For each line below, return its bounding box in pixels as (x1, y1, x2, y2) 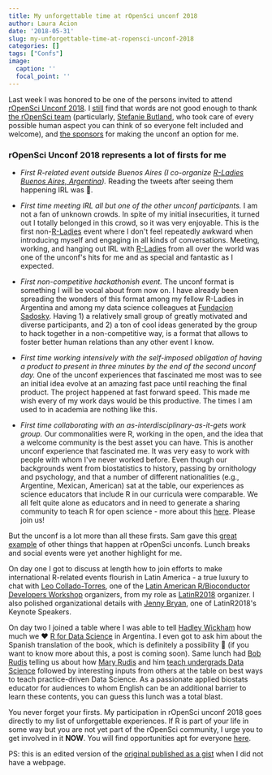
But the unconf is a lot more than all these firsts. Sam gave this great (8, 531, 237, 540)
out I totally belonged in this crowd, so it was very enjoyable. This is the (19, 217, 260, 227)
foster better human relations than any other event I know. (19, 337, 214, 347)
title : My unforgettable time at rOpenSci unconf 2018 (8, 11, 198, 20)
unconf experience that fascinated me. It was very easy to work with (19, 446, 250, 455)
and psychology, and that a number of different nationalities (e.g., (19, 471, 240, 481)
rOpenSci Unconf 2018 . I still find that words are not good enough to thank (8, 103, 257, 113)
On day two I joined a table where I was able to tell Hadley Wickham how (8, 622, 252, 632)
